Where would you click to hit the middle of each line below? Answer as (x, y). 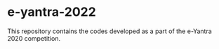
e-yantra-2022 (52, 12)
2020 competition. (34, 38)
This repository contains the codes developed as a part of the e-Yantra (109, 31)
